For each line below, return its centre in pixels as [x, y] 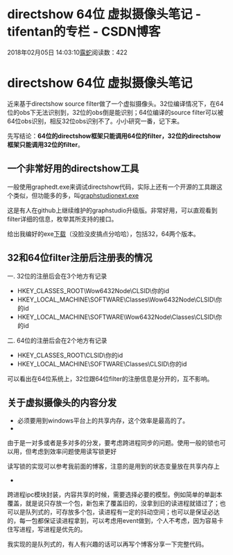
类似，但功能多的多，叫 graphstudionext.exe [76, 195]
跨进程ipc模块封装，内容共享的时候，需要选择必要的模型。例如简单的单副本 [115, 494]
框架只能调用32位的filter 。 [46, 144]
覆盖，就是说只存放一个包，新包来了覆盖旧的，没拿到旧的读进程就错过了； [113, 503]
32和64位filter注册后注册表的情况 [80, 258]
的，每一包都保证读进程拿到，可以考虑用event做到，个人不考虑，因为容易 [112, 521]
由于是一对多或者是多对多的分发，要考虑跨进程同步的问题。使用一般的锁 [110, 443]
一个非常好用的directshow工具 [73, 169]
